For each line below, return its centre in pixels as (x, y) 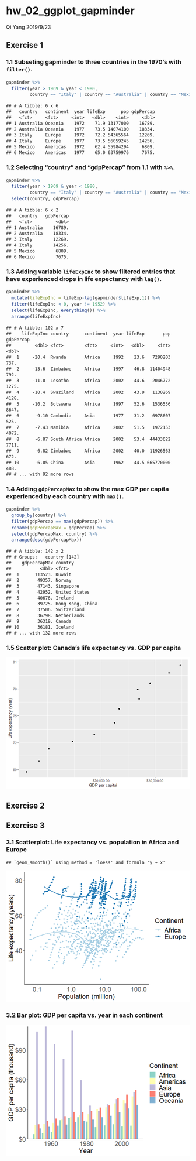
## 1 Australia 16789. (37, 228)
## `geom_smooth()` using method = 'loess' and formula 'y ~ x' (86, 862)
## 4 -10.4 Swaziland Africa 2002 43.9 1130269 (88, 392)
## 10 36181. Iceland (40, 628)
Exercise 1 (25, 45)
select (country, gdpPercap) (45, 199)
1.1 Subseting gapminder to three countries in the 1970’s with (94, 62)
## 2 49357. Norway (39, 581)
